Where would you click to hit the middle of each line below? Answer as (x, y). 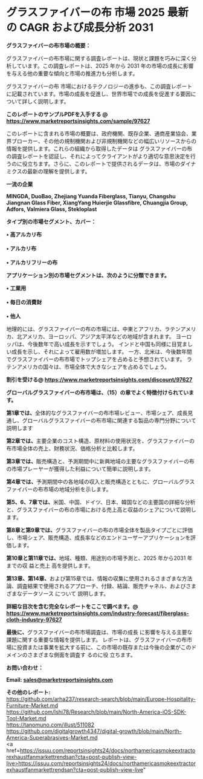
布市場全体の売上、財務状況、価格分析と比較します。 (72, 448)
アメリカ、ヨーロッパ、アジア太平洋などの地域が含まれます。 (98, 336)
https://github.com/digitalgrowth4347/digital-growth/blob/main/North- (94, 731)
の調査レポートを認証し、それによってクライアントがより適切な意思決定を (98, 156)
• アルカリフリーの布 (32, 262)
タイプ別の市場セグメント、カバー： (51, 221)
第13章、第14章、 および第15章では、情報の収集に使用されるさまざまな (94, 578)
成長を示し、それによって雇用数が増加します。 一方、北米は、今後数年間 (101, 351)
